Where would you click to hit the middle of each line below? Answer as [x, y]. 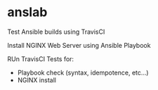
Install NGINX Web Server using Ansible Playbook [79, 45]
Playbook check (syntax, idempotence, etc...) [83, 72]
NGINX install [37, 80]
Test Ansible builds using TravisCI [56, 32]
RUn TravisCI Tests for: [41, 59]
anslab [27, 12]
